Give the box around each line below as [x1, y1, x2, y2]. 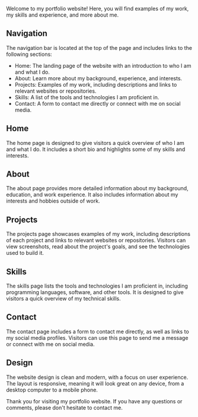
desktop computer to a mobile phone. [6, 386, 98, 393]
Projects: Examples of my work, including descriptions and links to [14, 81, 177, 88]
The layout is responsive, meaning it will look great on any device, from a [6, 380, 184, 387]
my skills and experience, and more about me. [6, 11, 119, 18]
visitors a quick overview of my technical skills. [6, 295, 121, 302]
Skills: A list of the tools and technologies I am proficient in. [14, 93, 159, 100]
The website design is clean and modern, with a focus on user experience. [6, 374, 189, 381]
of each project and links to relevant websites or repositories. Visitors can [6, 237, 186, 244]
